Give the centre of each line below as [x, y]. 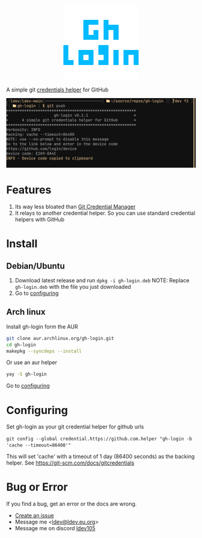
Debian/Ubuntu [35, 266]
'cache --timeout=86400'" [38, 445]
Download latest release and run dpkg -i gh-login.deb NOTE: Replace [102, 280]
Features [29, 190]
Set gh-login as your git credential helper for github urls [75, 427]
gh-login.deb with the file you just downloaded [73, 287]
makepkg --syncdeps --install [44, 351]
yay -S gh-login [26, 374]
